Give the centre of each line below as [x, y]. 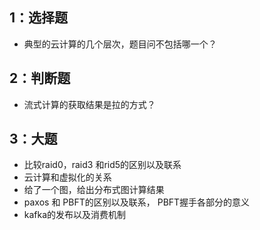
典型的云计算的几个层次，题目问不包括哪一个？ [120, 44]
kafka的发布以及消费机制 [75, 215]
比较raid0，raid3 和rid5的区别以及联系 [102, 165]
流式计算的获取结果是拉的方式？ [89, 104]
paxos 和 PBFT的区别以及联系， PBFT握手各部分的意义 [137, 202]
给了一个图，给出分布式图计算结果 [94, 190]
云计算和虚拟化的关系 [67, 177]
